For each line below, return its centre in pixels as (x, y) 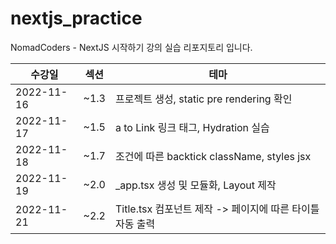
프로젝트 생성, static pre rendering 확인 (203, 99)
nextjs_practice (76, 18)
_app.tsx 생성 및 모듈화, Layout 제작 (195, 185)
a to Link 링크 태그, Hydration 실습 (192, 127)
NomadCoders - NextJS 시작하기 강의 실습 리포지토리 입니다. (131, 47)
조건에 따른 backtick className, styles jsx (213, 156)
